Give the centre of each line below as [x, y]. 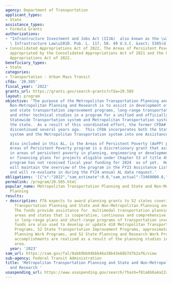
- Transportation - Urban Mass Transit [48, 77]
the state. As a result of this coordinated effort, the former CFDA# [88, 125]
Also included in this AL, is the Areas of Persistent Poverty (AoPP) [87, 144]
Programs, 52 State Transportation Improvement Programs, [78, 230]
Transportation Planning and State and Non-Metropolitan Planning [87, 205]
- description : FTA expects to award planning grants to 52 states [79, 201]
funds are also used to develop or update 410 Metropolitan [80, 225]
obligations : [19, 177]
